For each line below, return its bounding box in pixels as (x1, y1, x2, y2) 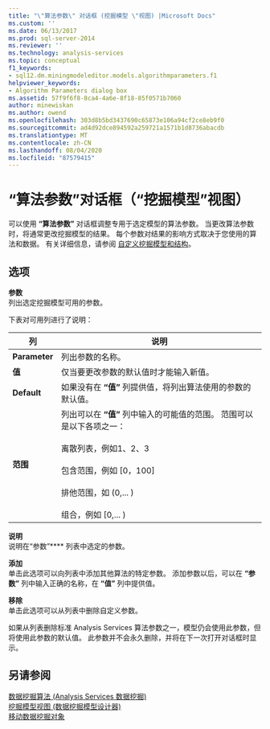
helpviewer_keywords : (8, 79, 81, 87)
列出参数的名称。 (60, 351, 126, 362)
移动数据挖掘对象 (8, 711, 65, 721)
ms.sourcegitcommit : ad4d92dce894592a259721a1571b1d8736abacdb (8, 124, 225, 132)
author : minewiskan (8, 101, 74, 109)
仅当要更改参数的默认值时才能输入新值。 (60, 367, 215, 378)
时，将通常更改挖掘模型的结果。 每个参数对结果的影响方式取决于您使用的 (8, 229, 250, 239)
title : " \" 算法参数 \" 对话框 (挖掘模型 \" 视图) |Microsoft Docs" (8, 11, 216, 20)
